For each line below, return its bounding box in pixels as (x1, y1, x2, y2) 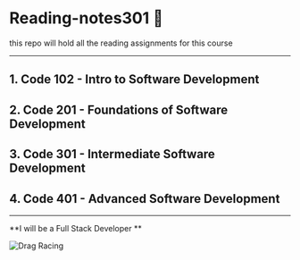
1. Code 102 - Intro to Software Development (9, 71, 260, 88)
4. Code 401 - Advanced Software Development (9, 191, 280, 206)
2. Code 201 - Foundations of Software (9, 102, 229, 117)
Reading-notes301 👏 (9, 8, 163, 29)
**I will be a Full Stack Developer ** (9, 222, 143, 233)
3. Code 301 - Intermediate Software (9, 147, 216, 162)
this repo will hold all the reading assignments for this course (9, 38, 234, 48)
